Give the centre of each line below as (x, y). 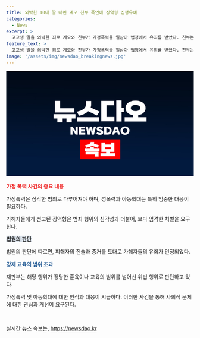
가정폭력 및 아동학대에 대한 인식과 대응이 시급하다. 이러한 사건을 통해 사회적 (93, 297)
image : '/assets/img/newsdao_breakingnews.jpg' (66, 56)
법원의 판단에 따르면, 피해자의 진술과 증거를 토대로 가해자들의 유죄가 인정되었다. (98, 252)
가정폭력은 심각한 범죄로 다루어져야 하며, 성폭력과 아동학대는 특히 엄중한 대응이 (98, 199)
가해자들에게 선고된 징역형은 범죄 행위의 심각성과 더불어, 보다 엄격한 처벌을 (93, 219)
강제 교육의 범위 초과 (30, 264)
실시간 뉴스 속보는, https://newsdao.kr (51, 328)
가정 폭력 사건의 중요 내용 (35, 187)
